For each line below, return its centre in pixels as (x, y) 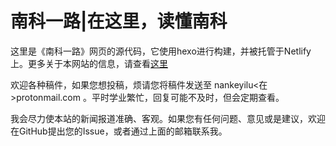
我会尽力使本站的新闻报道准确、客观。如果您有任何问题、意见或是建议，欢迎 (168, 118)
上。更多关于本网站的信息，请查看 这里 (89, 63)
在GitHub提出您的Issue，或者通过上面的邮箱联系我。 (119, 131)
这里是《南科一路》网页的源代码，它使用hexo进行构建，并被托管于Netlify (161, 51)
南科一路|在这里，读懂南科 (119, 21)
